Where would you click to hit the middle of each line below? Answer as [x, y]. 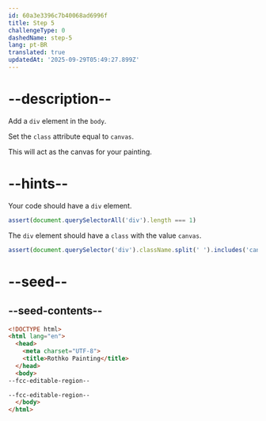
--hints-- [38, 184]
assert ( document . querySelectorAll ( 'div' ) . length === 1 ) [102, 220]
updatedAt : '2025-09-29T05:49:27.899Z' [74, 60]
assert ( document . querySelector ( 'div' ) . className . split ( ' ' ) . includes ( [127, 250]
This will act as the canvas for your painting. [80, 151]
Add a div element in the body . [57, 121]
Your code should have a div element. [70, 205]
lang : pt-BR [28, 45]
